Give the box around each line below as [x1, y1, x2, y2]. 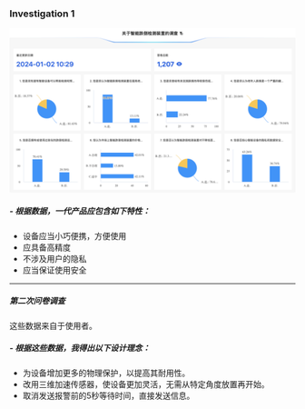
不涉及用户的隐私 [22, 253, 87, 264]
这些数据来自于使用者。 [9, 320, 97, 331]
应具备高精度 [22, 242, 71, 253]
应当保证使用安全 [22, 264, 87, 275]
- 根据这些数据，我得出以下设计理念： [9, 343, 151, 354]
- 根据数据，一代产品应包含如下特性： [9, 205, 151, 216]
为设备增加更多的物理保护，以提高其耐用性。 [22, 367, 191, 378]
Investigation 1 [9, 7, 75, 20]
